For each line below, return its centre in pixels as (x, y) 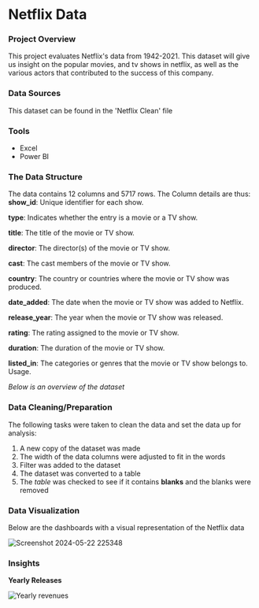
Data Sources (35, 94)
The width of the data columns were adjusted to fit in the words (122, 456)
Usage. (20, 372)
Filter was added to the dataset (70, 465)
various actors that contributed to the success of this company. (111, 73)
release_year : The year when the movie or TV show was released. (116, 317)
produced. (25, 287)
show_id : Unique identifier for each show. (76, 202)
